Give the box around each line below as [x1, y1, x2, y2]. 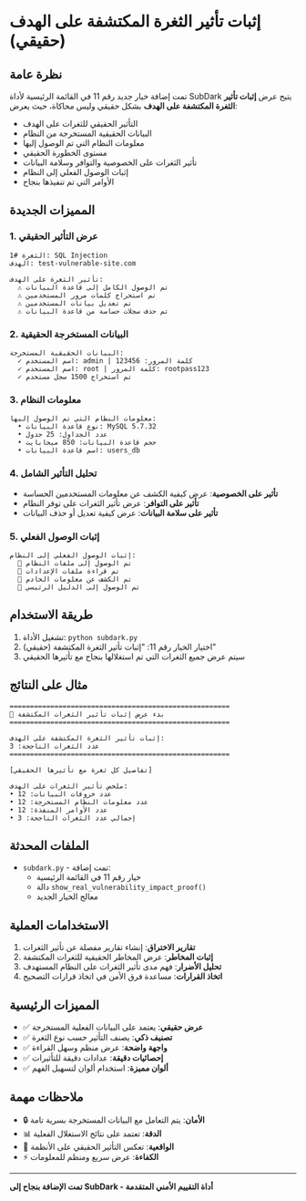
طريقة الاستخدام [9, 607, 94, 623]
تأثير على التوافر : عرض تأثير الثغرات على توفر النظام [22, 497, 199, 508]
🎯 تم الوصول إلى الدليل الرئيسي [17, 582, 141, 592]
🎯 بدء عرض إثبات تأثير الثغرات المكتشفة [9, 709, 166, 719]
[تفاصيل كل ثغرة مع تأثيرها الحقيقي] [9, 765, 153, 774]
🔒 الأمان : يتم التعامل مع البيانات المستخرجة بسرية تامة [22, 1114, 205, 1125]
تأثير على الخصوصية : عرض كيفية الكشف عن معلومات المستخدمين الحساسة [22, 488, 279, 499]
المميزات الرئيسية [9, 997, 100, 1013]
